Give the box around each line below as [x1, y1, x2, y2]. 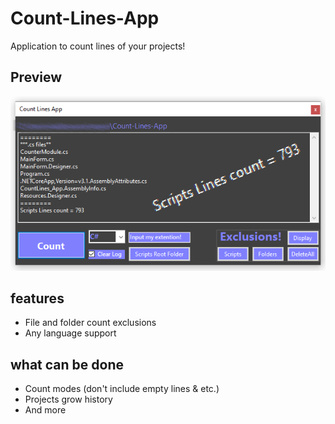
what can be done [10, 356, 125, 373]
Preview [10, 69, 63, 86]
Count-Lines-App [10, 7, 160, 30]
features [10, 290, 65, 307]
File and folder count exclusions [24, 317, 157, 329]
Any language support [24, 327, 117, 339]
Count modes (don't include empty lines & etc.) [24, 383, 220, 395]
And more [24, 404, 67, 416]
